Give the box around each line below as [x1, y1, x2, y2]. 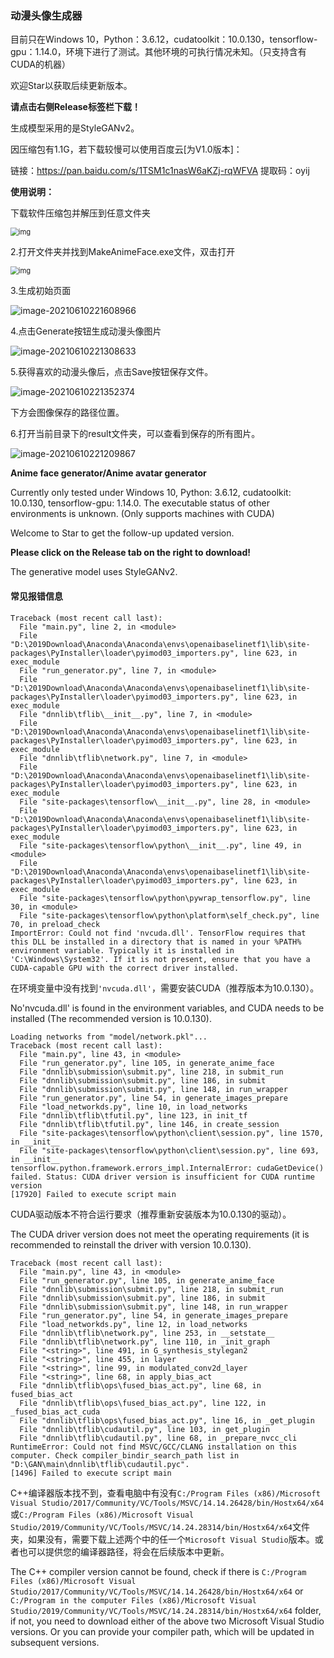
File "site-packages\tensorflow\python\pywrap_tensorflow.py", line [19, 893, 311, 903]
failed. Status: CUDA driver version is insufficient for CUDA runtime [10, 1172, 315, 1182]
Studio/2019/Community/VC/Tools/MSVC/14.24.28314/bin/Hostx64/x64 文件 [10, 1520, 311, 1532]
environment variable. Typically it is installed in [10, 945, 235, 956]
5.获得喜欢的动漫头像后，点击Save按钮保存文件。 [10, 366, 214, 378]
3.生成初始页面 [10, 285, 72, 297]
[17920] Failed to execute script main [10, 1189, 177, 1199]
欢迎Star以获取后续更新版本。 [10, 80, 133, 92]
